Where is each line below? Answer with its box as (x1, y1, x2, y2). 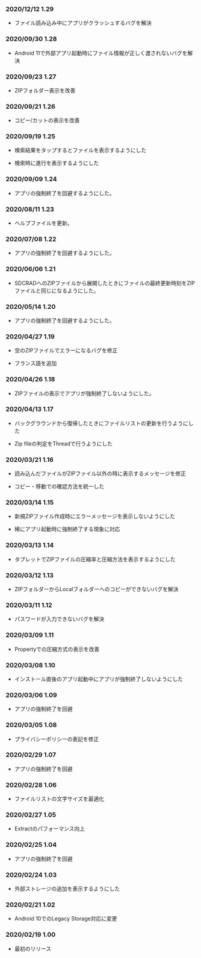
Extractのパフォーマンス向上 (14, 825, 85, 832)
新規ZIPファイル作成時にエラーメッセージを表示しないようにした (14, 513, 176, 520)
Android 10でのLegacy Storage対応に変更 (14, 915, 117, 922)
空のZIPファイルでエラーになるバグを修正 (14, 347, 118, 354)
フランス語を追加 (14, 360, 57, 367)
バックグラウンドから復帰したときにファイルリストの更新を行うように (14, 419, 189, 427)
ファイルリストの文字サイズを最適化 (14, 795, 105, 803)
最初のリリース (14, 945, 52, 952)
